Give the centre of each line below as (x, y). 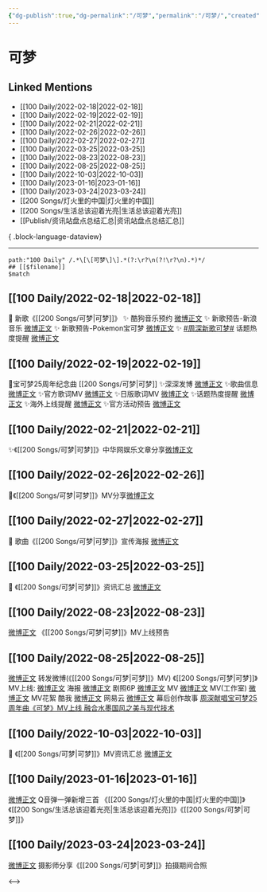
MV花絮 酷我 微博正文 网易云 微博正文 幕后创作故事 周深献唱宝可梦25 (144, 698)
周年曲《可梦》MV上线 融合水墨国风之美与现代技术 (91, 708)
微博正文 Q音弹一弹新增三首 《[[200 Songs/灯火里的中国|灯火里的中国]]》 (127, 799)
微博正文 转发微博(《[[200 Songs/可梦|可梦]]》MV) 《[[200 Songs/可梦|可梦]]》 (133, 679)
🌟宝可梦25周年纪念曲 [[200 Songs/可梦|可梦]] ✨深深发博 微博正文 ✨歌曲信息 (133, 384)
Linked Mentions (50, 87)
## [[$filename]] (37, 267)
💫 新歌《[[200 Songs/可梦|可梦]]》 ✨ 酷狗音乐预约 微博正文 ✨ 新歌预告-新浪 (133, 319)
